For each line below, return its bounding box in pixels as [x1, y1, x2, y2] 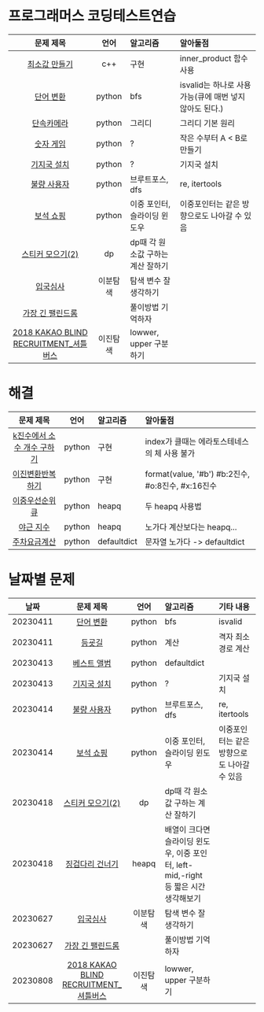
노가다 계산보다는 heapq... [145, 521, 237, 532]
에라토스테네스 [197, 436, 250, 447]
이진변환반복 [12, 468, 57, 479]
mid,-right [164, 870, 203, 881]
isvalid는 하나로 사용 [179, 79, 251, 90]
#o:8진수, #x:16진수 [145, 480, 218, 491]
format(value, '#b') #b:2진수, [145, 468, 250, 479]
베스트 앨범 [72, 658, 112, 669]
